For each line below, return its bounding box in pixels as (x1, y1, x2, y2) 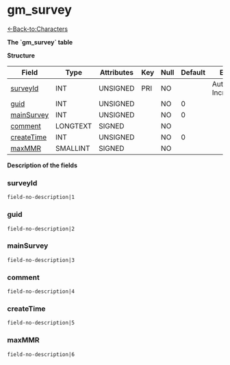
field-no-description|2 (7, 225, 75, 232)
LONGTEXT (55, 121, 92, 130)
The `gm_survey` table (7, 38, 73, 46)
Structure (7, 51, 36, 60)
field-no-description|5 (7, 320, 75, 327)
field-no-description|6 (7, 351, 75, 358)
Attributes (99, 67, 133, 77)
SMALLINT (55, 143, 90, 153)
